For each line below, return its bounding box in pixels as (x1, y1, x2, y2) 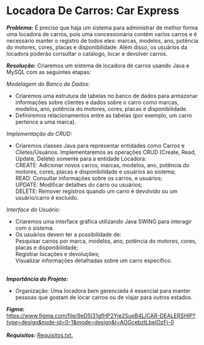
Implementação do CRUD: (6, 130, 72, 137)
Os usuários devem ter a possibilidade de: (15, 230, 121, 238)
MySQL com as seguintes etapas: (6, 68, 91, 75)
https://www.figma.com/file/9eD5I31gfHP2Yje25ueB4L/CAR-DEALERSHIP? (6, 312, 196, 319)
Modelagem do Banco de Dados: (6, 80, 90, 88)
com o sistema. (15, 224, 54, 232)
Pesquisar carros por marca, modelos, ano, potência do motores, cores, (15, 237, 197, 245)
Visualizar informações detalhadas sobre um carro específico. (15, 257, 173, 264)
